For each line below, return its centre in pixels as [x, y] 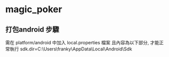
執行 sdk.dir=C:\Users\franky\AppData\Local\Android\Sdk [71, 49]
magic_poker [34, 9]
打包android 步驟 [32, 29]
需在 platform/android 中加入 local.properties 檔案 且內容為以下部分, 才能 [82, 42]
